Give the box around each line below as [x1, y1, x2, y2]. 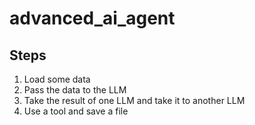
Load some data [23, 73, 91, 85]
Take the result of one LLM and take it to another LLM [23, 95, 246, 106]
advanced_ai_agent [9, 7, 176, 30]
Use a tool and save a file [23, 105, 129, 117]
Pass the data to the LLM [23, 84, 127, 96]
